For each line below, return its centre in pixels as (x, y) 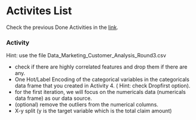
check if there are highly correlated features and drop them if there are (101, 67)
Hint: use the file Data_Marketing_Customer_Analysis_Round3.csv (86, 56)
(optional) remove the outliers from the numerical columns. (86, 105)
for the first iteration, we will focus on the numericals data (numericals (100, 92)
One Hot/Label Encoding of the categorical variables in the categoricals (102, 80)
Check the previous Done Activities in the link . (62, 27)
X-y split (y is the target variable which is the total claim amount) (93, 111)
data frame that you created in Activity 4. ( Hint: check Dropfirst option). (102, 86)
